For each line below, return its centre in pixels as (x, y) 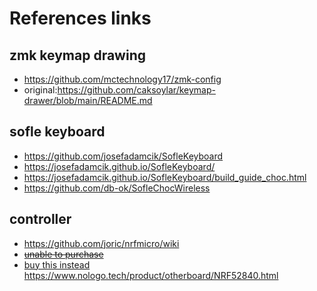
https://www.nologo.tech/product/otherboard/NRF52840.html (151, 275)
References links (80, 18)
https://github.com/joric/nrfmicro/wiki (101, 243)
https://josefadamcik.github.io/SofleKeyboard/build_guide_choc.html (165, 177)
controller (40, 219)
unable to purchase (63, 254)
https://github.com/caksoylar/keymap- (136, 90)
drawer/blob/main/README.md (88, 100)
